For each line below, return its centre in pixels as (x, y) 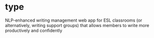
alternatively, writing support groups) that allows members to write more (77, 25)
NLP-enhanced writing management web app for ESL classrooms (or (74, 20)
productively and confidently (34, 30)
